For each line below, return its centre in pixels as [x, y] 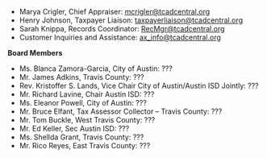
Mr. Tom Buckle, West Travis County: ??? [87, 120]
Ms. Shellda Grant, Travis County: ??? [81, 137]
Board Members [35, 53]
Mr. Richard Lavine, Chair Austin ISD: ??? [87, 94]
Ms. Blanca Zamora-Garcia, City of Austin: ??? [96, 69]
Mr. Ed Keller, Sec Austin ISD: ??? [74, 129]
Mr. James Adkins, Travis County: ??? [81, 77]
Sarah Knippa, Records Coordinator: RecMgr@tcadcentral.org [122, 29]
